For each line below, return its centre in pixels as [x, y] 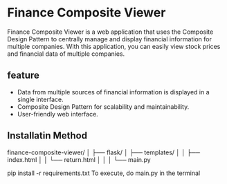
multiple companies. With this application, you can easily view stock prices [114, 46]
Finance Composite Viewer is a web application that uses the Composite [110, 32]
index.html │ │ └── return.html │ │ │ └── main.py [79, 159]
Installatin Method [47, 136]
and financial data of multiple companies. [66, 54]
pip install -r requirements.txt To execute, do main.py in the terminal [104, 173]
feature [24, 75]
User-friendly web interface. [57, 114]
